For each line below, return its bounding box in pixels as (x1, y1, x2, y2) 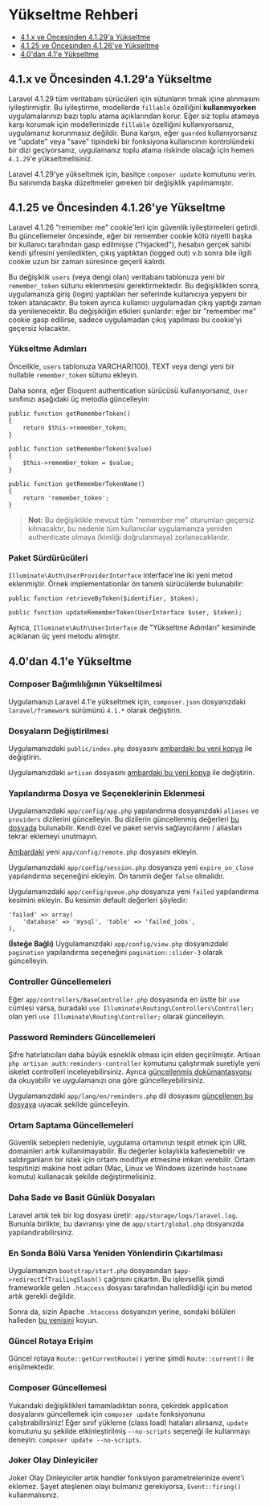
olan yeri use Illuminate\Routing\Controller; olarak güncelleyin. (8, 1011, 226, 1021)
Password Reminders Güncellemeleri (8, 1031, 156, 1043)
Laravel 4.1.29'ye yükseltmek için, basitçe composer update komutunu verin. (8, 169, 257, 178)
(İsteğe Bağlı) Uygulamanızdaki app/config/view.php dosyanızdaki (8, 939, 229, 949)
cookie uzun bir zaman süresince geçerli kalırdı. (8, 256, 167, 266)
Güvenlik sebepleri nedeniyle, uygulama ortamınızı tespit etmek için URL (8, 1138, 247, 1148)
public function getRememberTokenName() (8, 480, 146, 488)
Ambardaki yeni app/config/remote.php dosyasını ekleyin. (8, 847, 198, 857)
